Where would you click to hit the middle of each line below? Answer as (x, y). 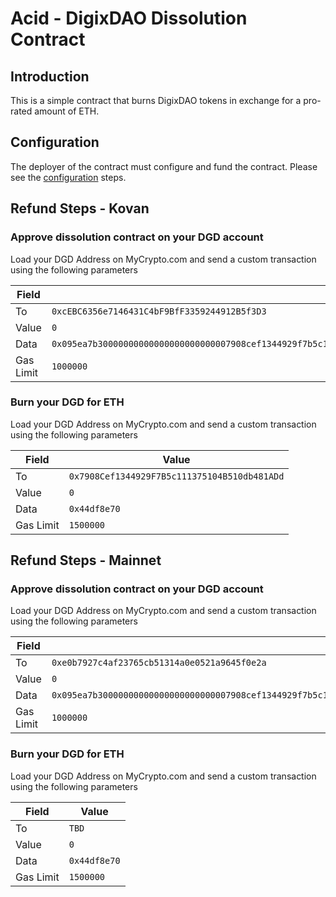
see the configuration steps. (68, 177)
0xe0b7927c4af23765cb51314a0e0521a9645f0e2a (159, 663)
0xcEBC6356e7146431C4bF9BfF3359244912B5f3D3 (159, 311)
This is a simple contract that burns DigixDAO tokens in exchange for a (156, 100)
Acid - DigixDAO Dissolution (129, 18)
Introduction (50, 76)
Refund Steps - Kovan (80, 208)
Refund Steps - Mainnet (86, 560)
